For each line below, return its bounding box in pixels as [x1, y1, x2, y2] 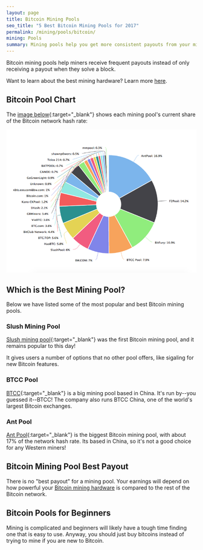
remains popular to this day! [6, 342, 76, 350]
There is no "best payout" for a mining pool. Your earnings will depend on [6, 477, 190, 485]
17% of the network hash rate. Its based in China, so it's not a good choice [6, 437, 192, 445]
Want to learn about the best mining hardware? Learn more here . [6, 77, 167, 84]
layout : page [6, 10, 39, 16]
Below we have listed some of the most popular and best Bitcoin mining [6, 301, 184, 308]
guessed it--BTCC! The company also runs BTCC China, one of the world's [6, 396, 193, 403]
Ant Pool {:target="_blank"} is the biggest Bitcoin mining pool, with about [6, 431, 186, 438]
